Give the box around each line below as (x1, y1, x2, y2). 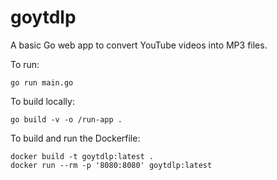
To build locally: (10, 95, 75, 107)
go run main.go (10, 77, 74, 88)
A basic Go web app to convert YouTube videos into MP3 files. (10, 39, 268, 51)
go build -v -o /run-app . (10, 114, 123, 125)
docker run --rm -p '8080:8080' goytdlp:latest (10, 160, 213, 170)
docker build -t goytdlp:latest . (10, 151, 155, 161)
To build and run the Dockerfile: (10, 132, 141, 144)
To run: (10, 58, 40, 70)
